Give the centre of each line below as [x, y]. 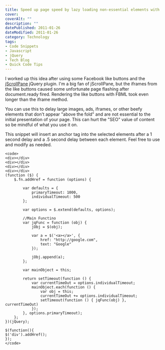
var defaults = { [40, 188]
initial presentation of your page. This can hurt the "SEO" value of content [80, 120]
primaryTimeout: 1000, [55, 192]
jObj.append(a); [48, 257]
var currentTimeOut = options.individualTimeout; [83, 283]
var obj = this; [57, 292]
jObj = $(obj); [47, 227]
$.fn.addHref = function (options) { [53, 180]
